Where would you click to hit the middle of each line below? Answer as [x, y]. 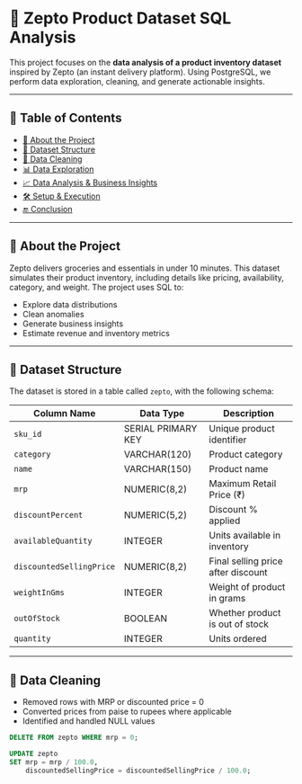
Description [249, 414]
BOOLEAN [146, 619]
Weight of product [247, 587]
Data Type [162, 414]
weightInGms [40, 593]
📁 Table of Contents [66, 118]
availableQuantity [53, 541]
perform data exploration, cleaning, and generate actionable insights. [137, 81]
